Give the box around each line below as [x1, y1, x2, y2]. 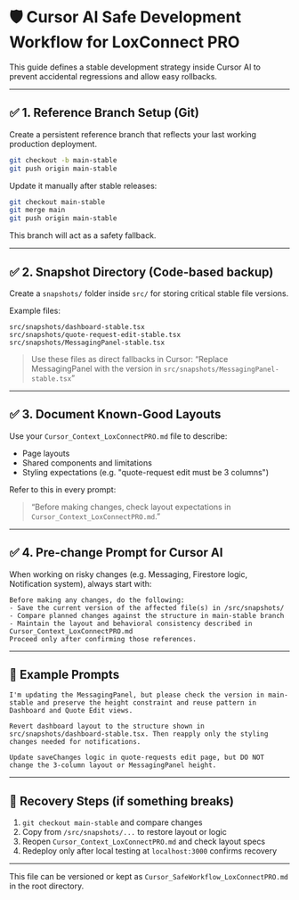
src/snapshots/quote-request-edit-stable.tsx [9, 330, 181, 339]
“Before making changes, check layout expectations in [30, 501, 231, 512]
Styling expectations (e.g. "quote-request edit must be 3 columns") [21, 467, 270, 477]
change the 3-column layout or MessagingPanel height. [9, 761, 217, 770]
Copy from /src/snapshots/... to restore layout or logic [21, 827, 227, 838]
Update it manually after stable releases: [9, 180, 158, 191]
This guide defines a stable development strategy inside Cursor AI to [9, 62, 261, 72]
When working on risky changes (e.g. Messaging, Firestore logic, [9, 568, 248, 580]
